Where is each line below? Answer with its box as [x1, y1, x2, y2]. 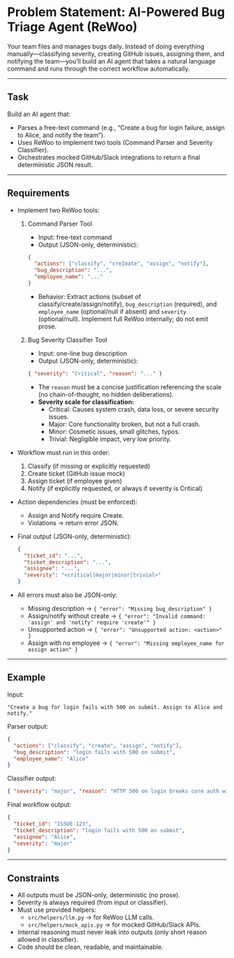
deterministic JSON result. [17, 160, 93, 168]
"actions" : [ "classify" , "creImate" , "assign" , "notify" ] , [33, 260, 209, 268]
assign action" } [27, 646, 79, 653]
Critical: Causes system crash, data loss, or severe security [48, 405, 219, 413]
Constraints [7, 872, 60, 884]
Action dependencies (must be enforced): [17, 498, 138, 506]
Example [7, 672, 46, 683]
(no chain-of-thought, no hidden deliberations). [38, 390, 174, 398]
